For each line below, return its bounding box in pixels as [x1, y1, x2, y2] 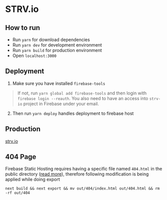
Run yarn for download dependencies [12, 36, 90, 42]
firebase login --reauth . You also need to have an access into [17, 95, 148, 101]
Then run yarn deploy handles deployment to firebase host [12, 110, 134, 116]
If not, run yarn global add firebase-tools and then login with [17, 90, 146, 96]
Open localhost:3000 [12, 52, 56, 58]
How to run [5, 23, 40, 32]
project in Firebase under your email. [23, 100, 99, 106]
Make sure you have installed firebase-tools [12, 80, 105, 86]
